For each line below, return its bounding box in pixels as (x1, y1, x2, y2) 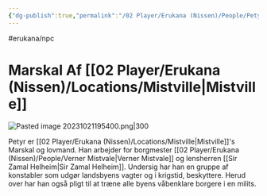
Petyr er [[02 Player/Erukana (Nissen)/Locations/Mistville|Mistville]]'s (8, 136, 236, 146)
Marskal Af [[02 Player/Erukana (8, 61, 221, 79)
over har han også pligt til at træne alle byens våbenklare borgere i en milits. (8, 179, 257, 188)
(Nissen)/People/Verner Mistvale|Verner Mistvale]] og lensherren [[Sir (8, 153, 238, 163)
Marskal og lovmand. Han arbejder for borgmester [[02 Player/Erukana (8, 144, 240, 155)
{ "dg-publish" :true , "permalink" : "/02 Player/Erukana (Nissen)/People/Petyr (8, 11, 265, 20)
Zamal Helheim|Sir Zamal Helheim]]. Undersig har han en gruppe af (8, 162, 229, 171)
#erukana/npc (8, 33, 55, 43)
